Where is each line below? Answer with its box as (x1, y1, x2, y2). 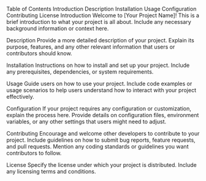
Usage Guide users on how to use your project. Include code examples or (6, 80, 193, 87)
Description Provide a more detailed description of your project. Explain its (6, 37, 194, 44)
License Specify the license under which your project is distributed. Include (6, 161, 197, 168)
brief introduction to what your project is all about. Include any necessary (6, 18, 191, 25)
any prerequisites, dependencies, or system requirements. (6, 68, 154, 75)
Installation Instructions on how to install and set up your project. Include (6, 61, 190, 69)
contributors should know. (6, 50, 72, 57)
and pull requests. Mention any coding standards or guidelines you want (6, 143, 189, 150)
